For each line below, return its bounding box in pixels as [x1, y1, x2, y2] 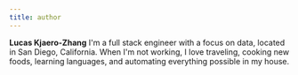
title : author [9, 12, 62, 22]
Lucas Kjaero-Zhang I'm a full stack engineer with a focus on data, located [9, 37, 286, 48]
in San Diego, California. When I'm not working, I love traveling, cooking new [9, 46, 290, 57]
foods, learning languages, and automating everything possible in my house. [9, 56, 290, 66]
